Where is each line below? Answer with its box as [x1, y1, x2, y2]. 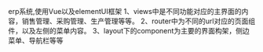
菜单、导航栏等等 [8, 36, 64, 45]
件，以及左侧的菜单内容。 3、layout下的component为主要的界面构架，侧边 [8, 26, 250, 35]
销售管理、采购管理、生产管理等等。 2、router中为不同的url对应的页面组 [21, 16, 256, 26]
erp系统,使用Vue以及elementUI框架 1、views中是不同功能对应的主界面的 [8, 7, 242, 16]
